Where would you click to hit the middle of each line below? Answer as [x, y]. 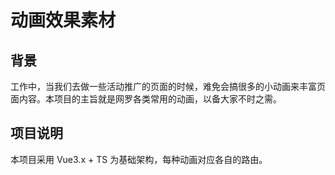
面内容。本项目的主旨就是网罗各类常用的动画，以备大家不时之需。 [146, 99]
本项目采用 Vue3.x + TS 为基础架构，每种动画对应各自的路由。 [139, 159]
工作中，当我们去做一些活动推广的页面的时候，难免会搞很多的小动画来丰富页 [168, 86]
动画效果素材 [63, 20]
